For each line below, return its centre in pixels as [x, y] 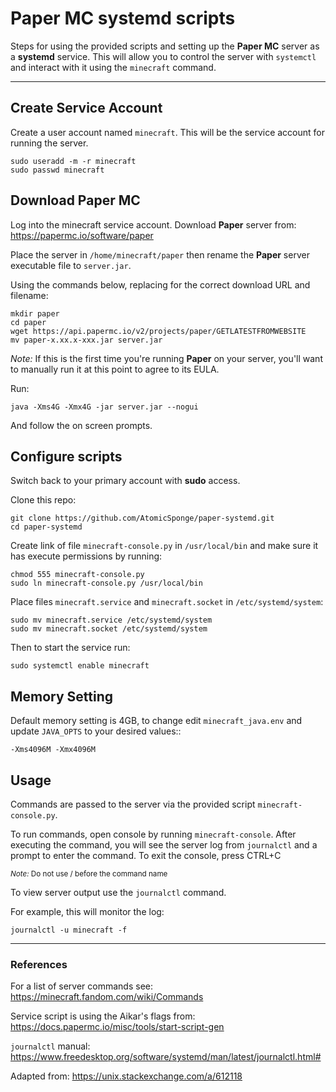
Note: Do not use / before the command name [89, 874]
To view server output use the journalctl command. [118, 892]
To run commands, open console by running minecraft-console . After [153, 834]
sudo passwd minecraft [57, 170]
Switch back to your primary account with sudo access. [125, 481]
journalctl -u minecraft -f [69, 930]
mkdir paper [35, 313]
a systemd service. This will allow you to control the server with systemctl [163, 56]
